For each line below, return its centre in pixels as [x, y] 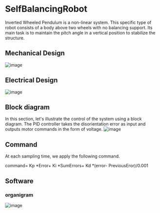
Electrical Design [31, 80]
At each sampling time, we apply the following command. [63, 156]
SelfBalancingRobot [46, 9]
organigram [19, 195]
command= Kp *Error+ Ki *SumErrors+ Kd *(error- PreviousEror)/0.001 [77, 166]
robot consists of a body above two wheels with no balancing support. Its [79, 27]
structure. [15, 38]
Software [19, 181]
